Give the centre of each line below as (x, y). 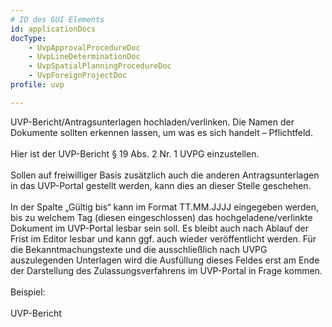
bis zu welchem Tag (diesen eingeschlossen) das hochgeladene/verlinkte (161, 217)
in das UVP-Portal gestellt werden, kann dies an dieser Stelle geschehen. (161, 185)
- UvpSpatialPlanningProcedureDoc (100, 66)
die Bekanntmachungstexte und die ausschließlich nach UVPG (139, 249)
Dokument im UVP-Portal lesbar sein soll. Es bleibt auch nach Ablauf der (160, 228)
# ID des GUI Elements (57, 19)
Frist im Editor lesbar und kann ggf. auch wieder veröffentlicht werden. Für (163, 238)
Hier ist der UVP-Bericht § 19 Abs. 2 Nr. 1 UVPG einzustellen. (135, 153)
